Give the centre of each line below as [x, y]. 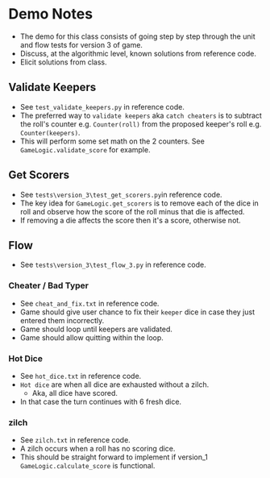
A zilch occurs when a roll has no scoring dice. [98, 449]
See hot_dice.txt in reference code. [81, 376]
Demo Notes [51, 14]
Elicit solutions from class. [63, 62]
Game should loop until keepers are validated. [96, 329]
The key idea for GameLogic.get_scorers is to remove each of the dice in [139, 203]
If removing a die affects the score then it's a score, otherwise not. [131, 220]
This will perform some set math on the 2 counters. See [112, 141]
